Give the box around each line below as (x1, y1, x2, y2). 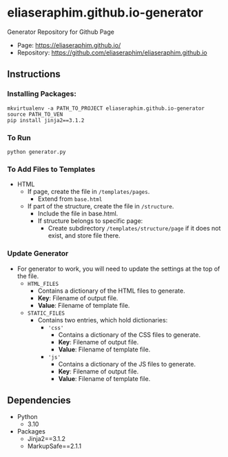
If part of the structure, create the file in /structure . (27, 202, 174, 211)
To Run (7, 133, 31, 142)
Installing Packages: (7, 89, 77, 99)
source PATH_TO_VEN (7, 110, 63, 118)
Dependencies (7, 394, 71, 406)
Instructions (7, 68, 61, 80)
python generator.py (7, 148, 67, 155)
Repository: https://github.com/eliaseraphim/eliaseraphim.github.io (17, 48, 208, 57)
